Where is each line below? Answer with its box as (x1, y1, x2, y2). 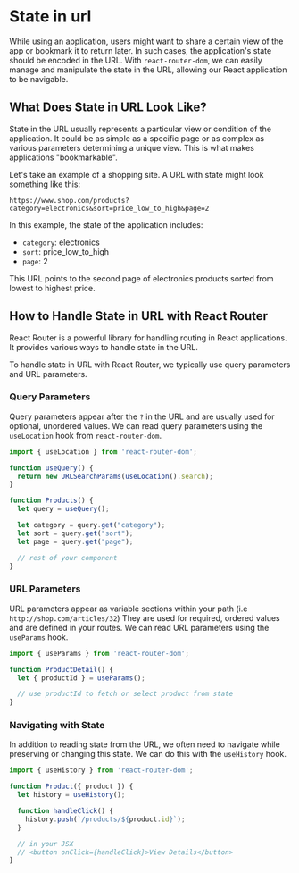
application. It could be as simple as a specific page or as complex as (9, 132, 265, 144)
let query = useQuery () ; (17, 505, 110, 514)
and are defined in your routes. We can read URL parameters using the (9, 622, 270, 633)
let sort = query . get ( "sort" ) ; (17, 529, 134, 538)
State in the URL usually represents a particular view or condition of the (9, 123, 272, 134)
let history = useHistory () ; (17, 791, 126, 800)
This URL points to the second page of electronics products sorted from (9, 273, 274, 283)
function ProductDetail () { (9, 665, 114, 674)
